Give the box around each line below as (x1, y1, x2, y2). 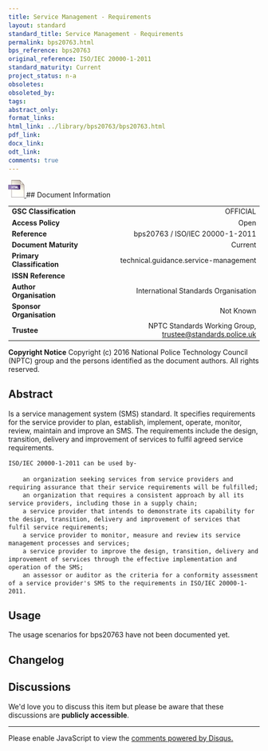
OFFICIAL (224, 206, 257, 216)
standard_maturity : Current (8, 64, 102, 72)
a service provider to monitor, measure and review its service (22, 531, 241, 539)
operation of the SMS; (8, 563, 84, 571)
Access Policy (11, 218, 60, 227)
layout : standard (8, 21, 66, 30)
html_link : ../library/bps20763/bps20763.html (8, 122, 166, 131)
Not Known (219, 306, 257, 315)
